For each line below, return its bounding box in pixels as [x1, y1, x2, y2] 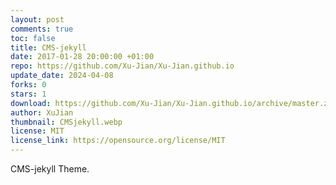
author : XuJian [10, 107, 74, 118]
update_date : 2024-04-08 [10, 71, 114, 81]
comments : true [10, 24, 74, 34]
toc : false [10, 33, 56, 43]
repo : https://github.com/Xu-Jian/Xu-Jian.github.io [10, 61, 235, 71]
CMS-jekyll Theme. [10, 163, 90, 175]
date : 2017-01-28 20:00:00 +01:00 [10, 52, 155, 62]
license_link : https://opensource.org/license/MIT [10, 136, 226, 146]
